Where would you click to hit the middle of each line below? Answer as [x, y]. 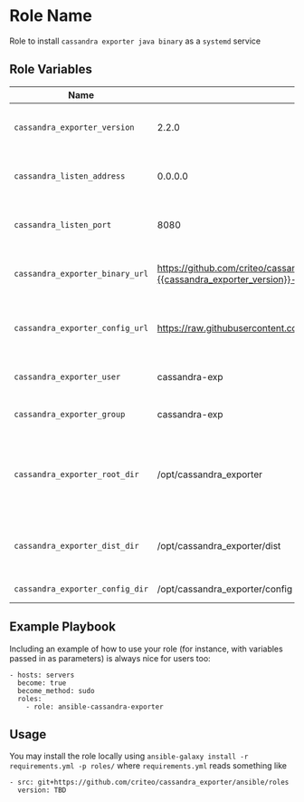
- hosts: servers [42, 675]
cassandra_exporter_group [70, 414]
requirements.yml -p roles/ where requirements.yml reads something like [148, 766]
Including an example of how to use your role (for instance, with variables [146, 649]
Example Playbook [62, 627]
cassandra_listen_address [70, 176]
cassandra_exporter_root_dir [76, 474]
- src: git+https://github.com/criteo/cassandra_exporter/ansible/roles [149, 782]
